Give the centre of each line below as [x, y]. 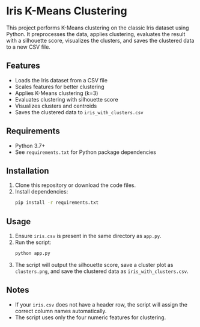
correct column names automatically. [61, 311]
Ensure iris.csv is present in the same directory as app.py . [88, 236]
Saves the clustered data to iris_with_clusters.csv [79, 112]
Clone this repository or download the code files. [75, 185]
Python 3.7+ [30, 145]
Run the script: [33, 242]
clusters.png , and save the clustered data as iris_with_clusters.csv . [102, 271]
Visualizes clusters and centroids [56, 106]
